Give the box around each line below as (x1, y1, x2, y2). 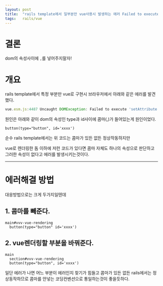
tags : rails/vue (5, 16, 42, 21)
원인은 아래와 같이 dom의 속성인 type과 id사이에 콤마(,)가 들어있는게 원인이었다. (5, 116, 156, 122)
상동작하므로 (5, 276, 29, 282)
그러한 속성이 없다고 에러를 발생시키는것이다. (5, 151, 90, 158)
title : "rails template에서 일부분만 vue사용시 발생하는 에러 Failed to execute (5, 12, 159, 16)
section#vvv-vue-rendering (9, 256, 64, 261)
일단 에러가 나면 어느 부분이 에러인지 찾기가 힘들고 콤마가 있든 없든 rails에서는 (5, 270, 152, 275)
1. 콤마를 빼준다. (5, 207, 50, 216)
